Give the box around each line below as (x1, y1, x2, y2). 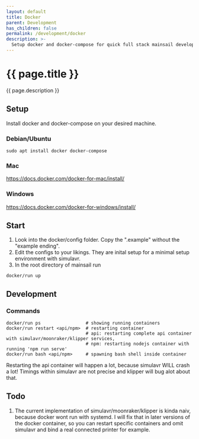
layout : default (6, 8, 46, 15)
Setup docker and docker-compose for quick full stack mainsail (11, 42, 174, 48)
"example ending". (14, 242, 60, 249)
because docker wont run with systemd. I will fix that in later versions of (14, 413, 191, 421)
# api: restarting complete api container (85, 331, 192, 337)
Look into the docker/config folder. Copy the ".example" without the (14, 236, 180, 243)
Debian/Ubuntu (6, 134, 52, 143)
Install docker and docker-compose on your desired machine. (6, 120, 157, 127)
